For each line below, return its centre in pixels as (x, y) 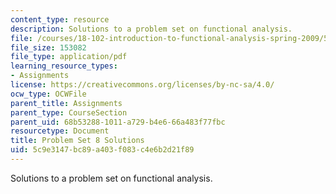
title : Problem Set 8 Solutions (77, 141)
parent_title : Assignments (66, 103)
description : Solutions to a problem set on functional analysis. (151, 29)
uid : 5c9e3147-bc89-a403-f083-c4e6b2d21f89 (102, 150)
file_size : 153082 (48, 47)
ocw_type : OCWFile (48, 94)
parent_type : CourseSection (69, 112)
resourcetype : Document (60, 131)
